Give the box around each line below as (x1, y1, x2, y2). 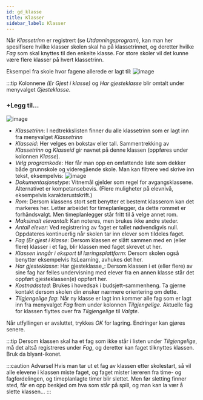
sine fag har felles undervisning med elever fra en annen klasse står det (15, 268, 195, 276)
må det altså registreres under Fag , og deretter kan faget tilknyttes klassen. (6, 344, 195, 351)
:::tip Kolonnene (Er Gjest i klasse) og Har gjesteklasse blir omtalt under (6, 80, 185, 87)
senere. (6, 325, 25, 333)
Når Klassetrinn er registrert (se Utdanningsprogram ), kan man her (6, 37, 173, 44)
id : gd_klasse (6, 8, 42, 15)
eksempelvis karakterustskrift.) (15, 191, 93, 198)
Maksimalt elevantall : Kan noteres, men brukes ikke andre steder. (15, 217, 179, 225)
